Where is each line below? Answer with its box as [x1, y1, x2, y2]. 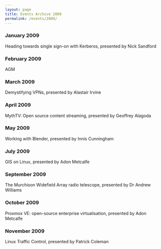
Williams [5, 187, 22, 193]
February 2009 [5, 55, 42, 62]
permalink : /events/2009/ [5, 16, 57, 21]
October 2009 [5, 199, 39, 206]
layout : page [5, 7, 32, 12]
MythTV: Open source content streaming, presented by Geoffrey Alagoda [5, 113, 151, 118]
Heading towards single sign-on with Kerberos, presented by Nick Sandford [5, 43, 157, 49]
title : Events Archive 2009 [5, 12, 62, 17]
